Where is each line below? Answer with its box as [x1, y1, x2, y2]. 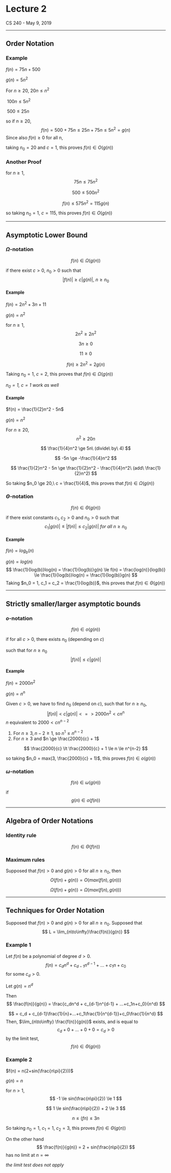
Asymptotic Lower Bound [6, 231, 88, 239]
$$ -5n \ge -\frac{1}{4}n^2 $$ [54, 455, 117, 461]
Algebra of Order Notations [6, 817, 93, 825]
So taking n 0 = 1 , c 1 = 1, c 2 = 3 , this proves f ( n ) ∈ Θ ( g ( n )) [6, 1125, 126, 1132]
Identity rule [6, 832, 37, 839]
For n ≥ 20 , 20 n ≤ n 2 [6, 87, 50, 94]
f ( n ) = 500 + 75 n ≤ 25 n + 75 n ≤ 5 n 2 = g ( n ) [41, 126, 131, 133]
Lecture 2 [6, 3, 47, 15]
